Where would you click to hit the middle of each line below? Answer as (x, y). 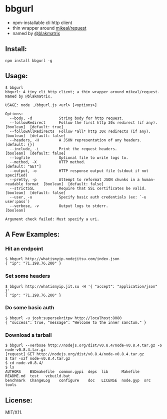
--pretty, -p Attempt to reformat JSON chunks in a (75, 179)
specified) (16, 175)
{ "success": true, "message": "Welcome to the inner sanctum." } (76, 322)
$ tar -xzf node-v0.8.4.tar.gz (38, 359)
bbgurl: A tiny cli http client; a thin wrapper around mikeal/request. (82, 92)
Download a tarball (28, 335)
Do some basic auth (30, 308)
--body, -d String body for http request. (67, 118)
